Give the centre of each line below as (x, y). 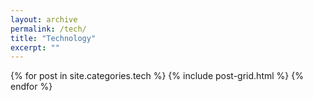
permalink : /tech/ (48, 29)
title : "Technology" (53, 38)
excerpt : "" (35, 47)
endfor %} (31, 87)
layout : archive (44, 19)
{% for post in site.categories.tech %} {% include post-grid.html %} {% (157, 76)
